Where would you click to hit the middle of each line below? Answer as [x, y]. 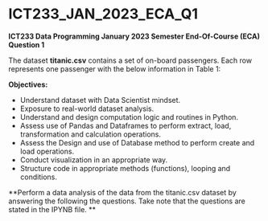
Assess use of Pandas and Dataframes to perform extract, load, [126, 125]
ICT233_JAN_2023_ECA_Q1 [103, 14]
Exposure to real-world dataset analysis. [87, 108]
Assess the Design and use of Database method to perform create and [137, 142]
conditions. [39, 177]
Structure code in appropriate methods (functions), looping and [125, 168]
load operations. [47, 151]
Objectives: [28, 84]
